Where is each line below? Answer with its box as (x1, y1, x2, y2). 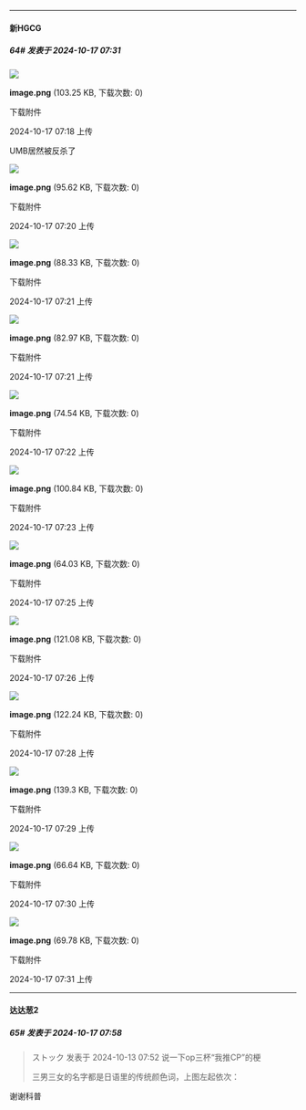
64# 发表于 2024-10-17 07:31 (9, 45, 121, 56)
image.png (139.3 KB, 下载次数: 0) (9, 784, 138, 795)
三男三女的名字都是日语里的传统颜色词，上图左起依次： (31, 1072, 240, 1083)
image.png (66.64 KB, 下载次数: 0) (9, 859, 140, 870)
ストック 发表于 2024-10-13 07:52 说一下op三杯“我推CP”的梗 (31, 1052, 261, 1063)
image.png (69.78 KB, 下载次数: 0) (9, 935, 139, 946)
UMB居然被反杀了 (9, 145, 76, 156)
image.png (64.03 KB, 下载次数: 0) (9, 558, 140, 569)
